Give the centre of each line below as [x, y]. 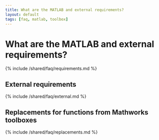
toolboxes [21, 120]
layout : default [22, 15]
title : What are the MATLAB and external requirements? [64, 10]
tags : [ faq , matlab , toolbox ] [37, 19]
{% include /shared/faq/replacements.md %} [51, 132]
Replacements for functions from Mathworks [77, 112]
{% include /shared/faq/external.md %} [46, 96]
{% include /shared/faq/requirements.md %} [51, 69]
